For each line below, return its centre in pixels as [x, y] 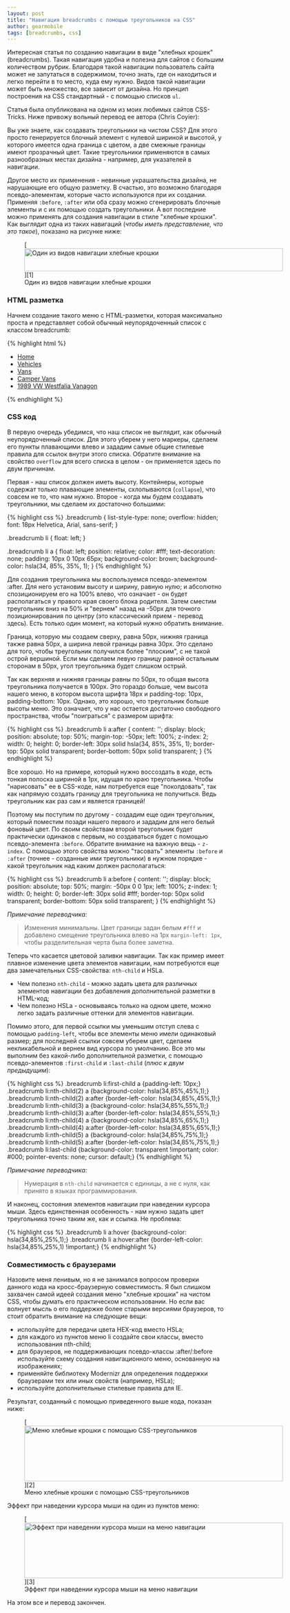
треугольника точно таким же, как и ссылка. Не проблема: [94, 1219]
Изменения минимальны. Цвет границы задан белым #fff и [112, 927]
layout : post [26, 13]
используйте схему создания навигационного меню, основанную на [118, 1359]
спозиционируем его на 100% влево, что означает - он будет [97, 594]
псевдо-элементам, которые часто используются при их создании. [107, 195]
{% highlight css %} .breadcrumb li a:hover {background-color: [97, 1232]
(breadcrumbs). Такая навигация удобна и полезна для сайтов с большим [115, 60]
